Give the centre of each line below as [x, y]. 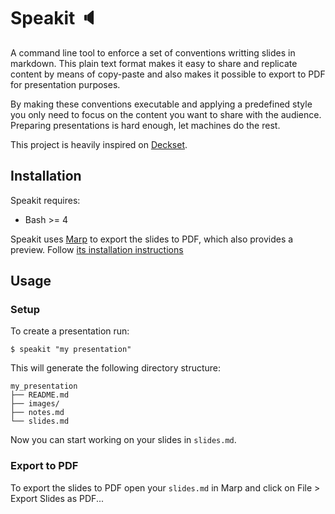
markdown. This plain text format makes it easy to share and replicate [154, 63]
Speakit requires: [45, 200]
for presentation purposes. [65, 84]
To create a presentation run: [70, 331]
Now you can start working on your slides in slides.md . [123, 440]
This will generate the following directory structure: [116, 368]
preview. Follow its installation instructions [97, 249]
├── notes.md [37, 413]
